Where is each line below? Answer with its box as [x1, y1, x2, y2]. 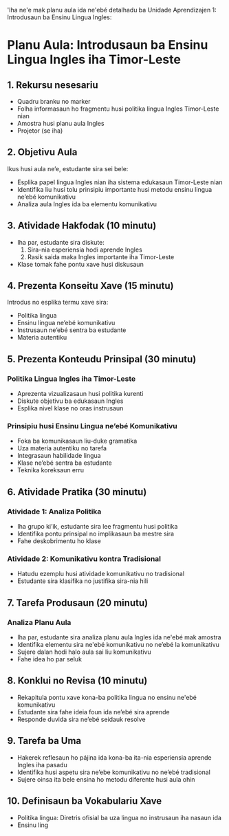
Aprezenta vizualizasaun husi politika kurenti [17, 390, 144, 398]
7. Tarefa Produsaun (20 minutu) [7, 597, 149, 608]
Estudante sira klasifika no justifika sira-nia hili [17, 577, 149, 585]
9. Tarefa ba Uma [7, 735, 82, 747]
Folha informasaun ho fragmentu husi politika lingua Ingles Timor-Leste [17, 104, 219, 113]
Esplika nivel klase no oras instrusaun [17, 404, 124, 412]
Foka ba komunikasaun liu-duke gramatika [17, 437, 138, 445]
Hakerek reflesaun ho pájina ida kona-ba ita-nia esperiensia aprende [17, 753, 212, 762]
